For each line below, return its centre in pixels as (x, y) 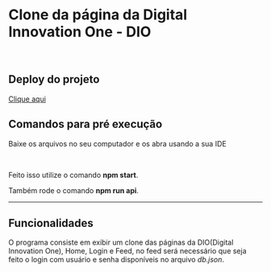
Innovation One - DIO (80, 32)
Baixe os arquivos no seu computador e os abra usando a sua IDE (118, 143)
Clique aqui (27, 99)
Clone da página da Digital (98, 15)
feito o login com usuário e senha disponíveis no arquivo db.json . (116, 260)
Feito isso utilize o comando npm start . (73, 175)
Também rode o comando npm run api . (74, 190)
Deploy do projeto (54, 79)
